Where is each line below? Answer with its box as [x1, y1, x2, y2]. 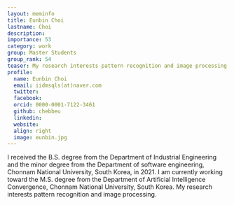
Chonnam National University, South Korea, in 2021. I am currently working [7, 168, 223, 176]
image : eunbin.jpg [13, 134, 68, 141]
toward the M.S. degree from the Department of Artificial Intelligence [7, 176, 206, 184]
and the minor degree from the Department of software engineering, [7, 160, 205, 169]
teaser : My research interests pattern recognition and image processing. [7, 62, 230, 69]
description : [7, 29, 46, 37]
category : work [7, 43, 52, 50]
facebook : [13, 95, 42, 102]
